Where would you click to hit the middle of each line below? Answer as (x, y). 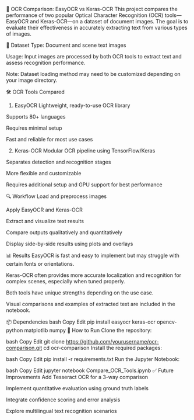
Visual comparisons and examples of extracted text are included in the (91, 304)
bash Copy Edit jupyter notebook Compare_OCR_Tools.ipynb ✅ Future (90, 370)
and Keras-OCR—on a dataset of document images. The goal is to (109, 21)
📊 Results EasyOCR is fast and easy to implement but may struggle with (93, 255)
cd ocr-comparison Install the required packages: (103, 348)
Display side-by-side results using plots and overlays (70, 244)
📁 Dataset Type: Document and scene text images (66, 45)
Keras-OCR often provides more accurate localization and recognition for (94, 275)
